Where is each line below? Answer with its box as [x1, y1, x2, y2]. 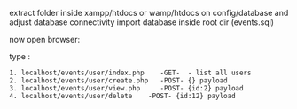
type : [9, 51, 31, 61]
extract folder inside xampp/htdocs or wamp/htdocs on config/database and [9, 8, 289, 18]
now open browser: [9, 35, 81, 44]
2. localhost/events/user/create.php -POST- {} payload [9, 76, 228, 85]
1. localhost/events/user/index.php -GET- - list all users [9, 68, 252, 77]
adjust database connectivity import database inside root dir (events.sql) [9, 17, 275, 27]
